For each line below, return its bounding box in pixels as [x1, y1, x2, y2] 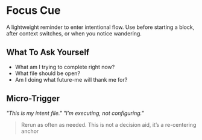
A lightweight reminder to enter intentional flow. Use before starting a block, [6, 23, 195, 31]
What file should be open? [14, 70, 80, 77]
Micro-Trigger [6, 94, 60, 104]
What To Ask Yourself [6, 47, 90, 58]
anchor [21, 127, 39, 135]
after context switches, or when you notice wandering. [6, 29, 142, 37]
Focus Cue [6, 4, 61, 17]
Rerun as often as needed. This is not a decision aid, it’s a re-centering [21, 121, 197, 128]
